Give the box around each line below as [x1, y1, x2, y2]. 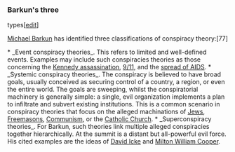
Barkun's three [7, 5, 60, 15]
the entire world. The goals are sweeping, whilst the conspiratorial [7, 85, 199, 94]
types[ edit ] [7, 21, 39, 29]
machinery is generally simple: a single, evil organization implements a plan [7, 92, 225, 101]
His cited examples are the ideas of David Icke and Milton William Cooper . [7, 137, 221, 146]
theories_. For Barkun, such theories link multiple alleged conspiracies [7, 123, 210, 131]
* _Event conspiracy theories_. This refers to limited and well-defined [7, 48, 207, 57]
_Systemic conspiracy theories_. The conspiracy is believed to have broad [7, 70, 222, 78]
